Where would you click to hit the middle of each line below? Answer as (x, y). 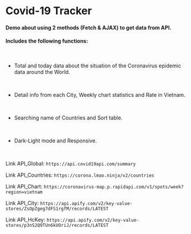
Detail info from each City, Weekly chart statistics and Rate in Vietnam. (100, 95)
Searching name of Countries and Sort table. (68, 118)
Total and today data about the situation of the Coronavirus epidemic (98, 66)
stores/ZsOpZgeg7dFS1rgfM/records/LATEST (57, 209)
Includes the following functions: (47, 41)
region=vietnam (24, 192)
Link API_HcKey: (25, 219)
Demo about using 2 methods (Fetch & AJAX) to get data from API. (88, 27)
